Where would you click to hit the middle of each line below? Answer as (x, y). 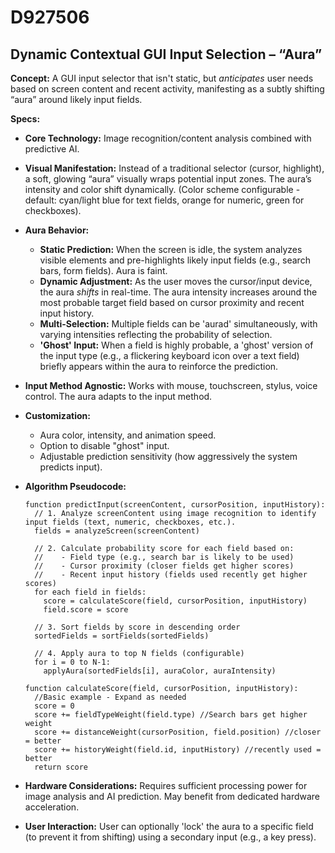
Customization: (57, 415)
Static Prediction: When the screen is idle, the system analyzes (171, 249)
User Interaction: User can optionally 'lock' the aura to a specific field (169, 826)
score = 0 (54, 706)
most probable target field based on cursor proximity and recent (172, 302)
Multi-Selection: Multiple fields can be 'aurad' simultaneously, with (178, 324)
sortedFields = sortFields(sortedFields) (122, 636)
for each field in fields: (90, 592)
